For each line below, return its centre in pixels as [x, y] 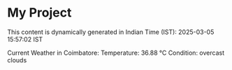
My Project [39, 13]
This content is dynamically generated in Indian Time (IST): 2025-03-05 [111, 32]
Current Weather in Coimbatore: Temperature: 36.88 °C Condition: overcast [116, 53]
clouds [17, 60]
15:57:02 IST [25, 39]
